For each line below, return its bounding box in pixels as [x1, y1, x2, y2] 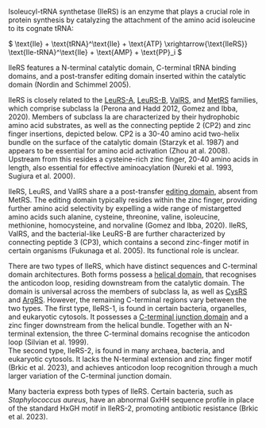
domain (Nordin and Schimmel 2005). [8, 80, 131, 89]
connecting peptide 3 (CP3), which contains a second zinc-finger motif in [8, 238, 249, 247]
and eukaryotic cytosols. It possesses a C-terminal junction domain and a [8, 312, 249, 321]
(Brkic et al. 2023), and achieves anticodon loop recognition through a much [8, 363, 258, 372]
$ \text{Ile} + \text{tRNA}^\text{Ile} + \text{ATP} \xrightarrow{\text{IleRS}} [8, 39, 248, 49]
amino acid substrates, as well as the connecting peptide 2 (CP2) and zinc [8, 121, 252, 130]
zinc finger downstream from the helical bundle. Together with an [8, 321, 222, 329]
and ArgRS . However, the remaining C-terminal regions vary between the [8, 295, 248, 305]
